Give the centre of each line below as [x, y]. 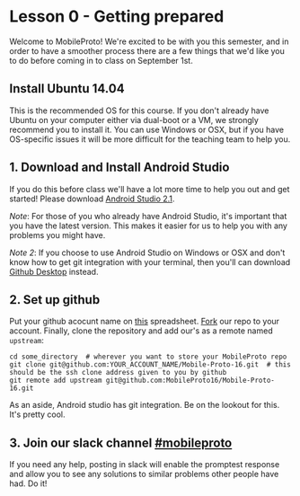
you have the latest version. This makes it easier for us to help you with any [148, 226]
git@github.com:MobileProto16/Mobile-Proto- [190, 381]
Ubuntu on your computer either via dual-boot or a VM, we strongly [134, 120]
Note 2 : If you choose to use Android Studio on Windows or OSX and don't [147, 252]
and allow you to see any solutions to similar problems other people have [144, 474]
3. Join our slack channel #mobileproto [121, 443]
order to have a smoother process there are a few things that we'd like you [147, 50]
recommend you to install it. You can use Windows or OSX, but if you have [147, 129]
